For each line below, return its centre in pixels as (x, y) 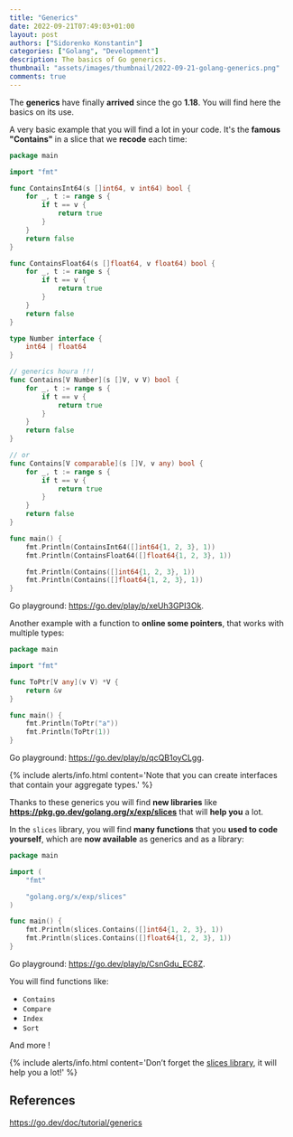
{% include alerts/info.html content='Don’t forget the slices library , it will (143, 1062)
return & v (44, 691)
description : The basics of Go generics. (88, 60)
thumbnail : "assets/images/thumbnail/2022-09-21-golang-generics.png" (145, 69)
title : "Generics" (44, 18)
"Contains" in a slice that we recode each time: (98, 139)
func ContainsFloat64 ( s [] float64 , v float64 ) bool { (113, 263)
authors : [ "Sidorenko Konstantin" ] (76, 43)
